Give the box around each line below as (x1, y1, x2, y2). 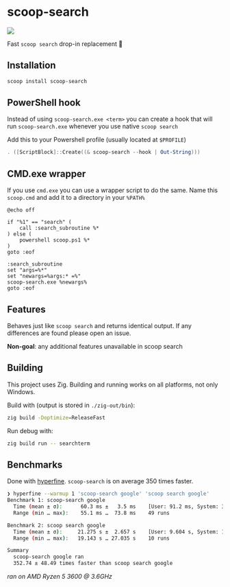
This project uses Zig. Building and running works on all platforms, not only (7, 380, 218, 389)
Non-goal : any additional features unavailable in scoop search (7, 342, 183, 350)
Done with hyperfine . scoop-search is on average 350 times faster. (7, 477, 194, 485)
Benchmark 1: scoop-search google (7, 497, 106, 504)
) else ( (7, 231, 32, 238)
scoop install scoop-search (7, 78, 88, 84)
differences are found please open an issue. (7, 329, 131, 337)
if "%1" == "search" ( (7, 219, 72, 226)
